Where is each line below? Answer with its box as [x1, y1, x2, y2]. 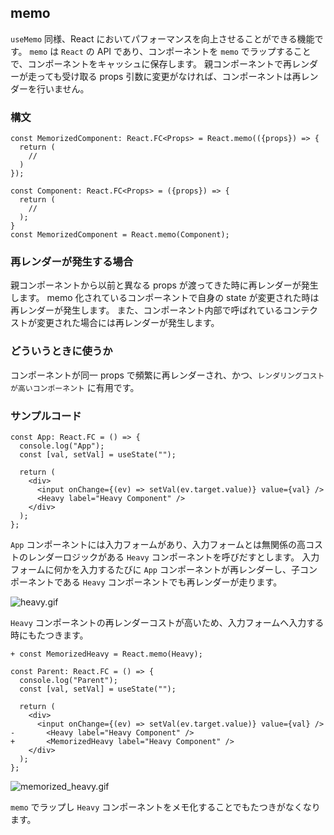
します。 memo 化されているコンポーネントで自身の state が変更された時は [10, 292, 320, 304]
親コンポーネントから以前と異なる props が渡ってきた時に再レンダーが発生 [10, 279, 319, 291]
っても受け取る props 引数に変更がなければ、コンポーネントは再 [36, 70, 302, 82]
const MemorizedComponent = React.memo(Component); [10, 230, 230, 240]
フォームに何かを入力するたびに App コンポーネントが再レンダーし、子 [10, 564, 300, 575]
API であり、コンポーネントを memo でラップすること [96, 45, 312, 57]
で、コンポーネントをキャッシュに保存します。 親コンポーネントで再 [10, 57, 292, 70]
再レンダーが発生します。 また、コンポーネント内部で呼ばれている [10, 304, 284, 316]
